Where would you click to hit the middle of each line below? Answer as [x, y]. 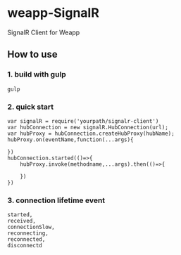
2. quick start [31, 107]
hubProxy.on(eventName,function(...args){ [70, 139]
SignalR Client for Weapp [44, 32]
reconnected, [26, 240]
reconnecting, [28, 233]
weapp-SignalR [54, 13]
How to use [32, 54]
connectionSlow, [31, 227]
